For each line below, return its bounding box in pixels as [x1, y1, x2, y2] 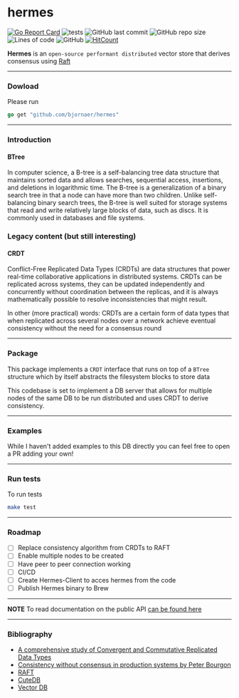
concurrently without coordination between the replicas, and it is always [7, 288, 219, 296]
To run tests [7, 490, 43, 499]
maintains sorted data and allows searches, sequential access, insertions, [7, 176, 223, 184]
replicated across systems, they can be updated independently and [7, 280, 205, 288]
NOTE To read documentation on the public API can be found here [7, 605, 202, 613]
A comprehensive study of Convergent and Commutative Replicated [17, 645, 218, 654]
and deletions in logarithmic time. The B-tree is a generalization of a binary [7, 183, 226, 192]
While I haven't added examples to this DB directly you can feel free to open [7, 442, 230, 450]
